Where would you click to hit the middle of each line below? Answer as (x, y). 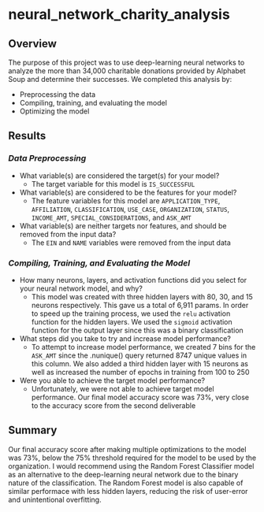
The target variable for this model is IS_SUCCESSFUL (113, 184)
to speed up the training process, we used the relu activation (131, 314)
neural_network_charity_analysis (119, 15)
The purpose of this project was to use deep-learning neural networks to (126, 62)
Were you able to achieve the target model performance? (112, 380)
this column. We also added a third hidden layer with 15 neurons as (139, 363)
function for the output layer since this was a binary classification (138, 330)
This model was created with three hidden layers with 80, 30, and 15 (142, 296)
